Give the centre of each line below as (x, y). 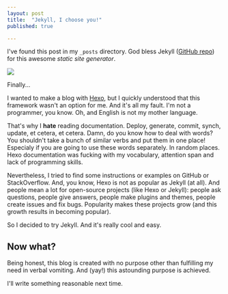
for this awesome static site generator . (61, 59)
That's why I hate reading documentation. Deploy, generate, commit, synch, (114, 126)
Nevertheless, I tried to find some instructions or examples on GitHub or (108, 176)
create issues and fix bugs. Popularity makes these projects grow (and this (112, 204)
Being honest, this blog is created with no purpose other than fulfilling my (110, 263)
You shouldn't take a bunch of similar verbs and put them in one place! (106, 140)
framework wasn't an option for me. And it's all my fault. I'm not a (99, 105)
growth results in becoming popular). (59, 212)
